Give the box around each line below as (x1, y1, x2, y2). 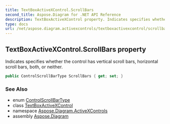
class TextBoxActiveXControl (12, 102, 73, 109)
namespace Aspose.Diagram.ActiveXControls (12, 108, 108, 114)
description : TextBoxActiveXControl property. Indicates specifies (5, 17, 151, 22)
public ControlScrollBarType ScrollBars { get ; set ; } (5, 73, 123, 78)
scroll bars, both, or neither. (5, 64, 63, 70)
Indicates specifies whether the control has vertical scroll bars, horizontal (5, 58, 158, 64)
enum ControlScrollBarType (12, 97, 70, 103)
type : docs (5, 21, 28, 27)
